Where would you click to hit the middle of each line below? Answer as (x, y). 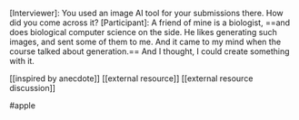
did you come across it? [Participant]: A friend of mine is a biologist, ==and (150, 23)
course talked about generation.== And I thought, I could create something (149, 51)
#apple (23, 106)
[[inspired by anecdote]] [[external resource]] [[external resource (131, 78)
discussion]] (33, 88)
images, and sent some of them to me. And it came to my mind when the (145, 42)
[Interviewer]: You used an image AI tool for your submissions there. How (146, 13)
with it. (22, 61)
